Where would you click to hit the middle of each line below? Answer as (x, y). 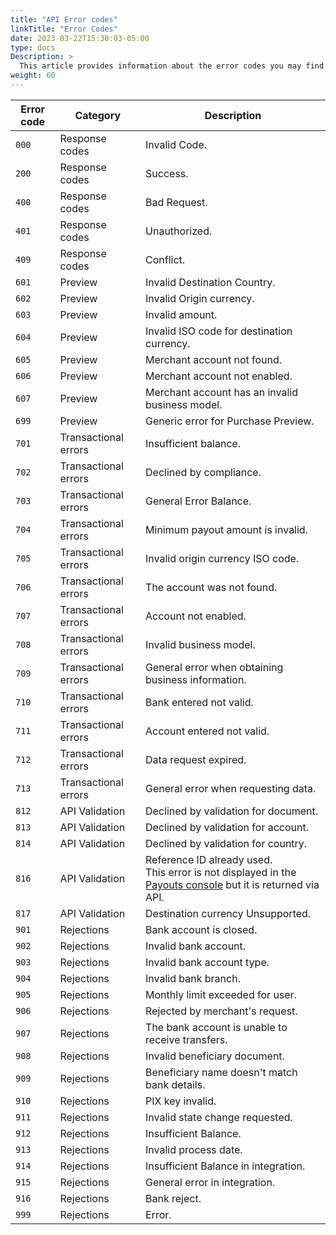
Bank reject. (173, 1198)
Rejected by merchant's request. (221, 1011)
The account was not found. (211, 587)
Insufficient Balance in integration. (225, 1166)
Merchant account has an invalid (221, 392)
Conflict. (165, 259)
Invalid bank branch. (193, 978)
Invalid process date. (194, 1149)
